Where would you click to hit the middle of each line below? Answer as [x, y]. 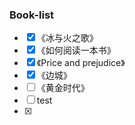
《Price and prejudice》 [81, 63]
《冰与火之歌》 [67, 38]
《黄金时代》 [63, 88]
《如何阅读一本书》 [76, 50]
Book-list [32, 15]
